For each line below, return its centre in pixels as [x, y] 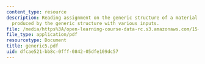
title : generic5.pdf [33, 46]
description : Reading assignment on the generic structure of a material [102, 18]
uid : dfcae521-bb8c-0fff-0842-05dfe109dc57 [63, 52]
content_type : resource [37, 12]
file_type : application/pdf [42, 35]
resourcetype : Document [37, 40]
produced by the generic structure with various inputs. [86, 23]
